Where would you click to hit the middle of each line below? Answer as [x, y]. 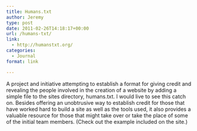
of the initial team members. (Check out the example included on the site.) [97, 121]
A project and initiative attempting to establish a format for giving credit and [99, 83]
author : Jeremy [25, 17]
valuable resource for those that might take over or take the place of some [97, 115]
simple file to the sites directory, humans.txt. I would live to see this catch [96, 96]
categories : [21, 51]
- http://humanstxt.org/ [42, 45]
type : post [20, 23]
